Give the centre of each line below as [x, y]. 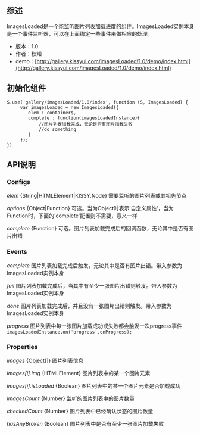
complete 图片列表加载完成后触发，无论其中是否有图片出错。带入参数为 [95, 265]
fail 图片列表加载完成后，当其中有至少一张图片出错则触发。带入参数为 [92, 285]
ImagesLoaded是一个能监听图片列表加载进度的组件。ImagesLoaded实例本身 [101, 26]
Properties [22, 347]
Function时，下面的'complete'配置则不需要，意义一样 [72, 216]
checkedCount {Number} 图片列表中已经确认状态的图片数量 [80, 411]
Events [17, 252]
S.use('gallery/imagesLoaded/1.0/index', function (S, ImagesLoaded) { [97, 102]
